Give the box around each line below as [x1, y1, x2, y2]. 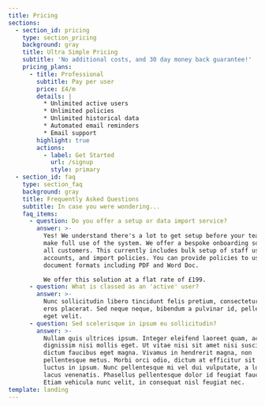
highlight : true [36, 136, 90, 145]
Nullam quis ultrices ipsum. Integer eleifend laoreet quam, [43, 334, 248, 342]
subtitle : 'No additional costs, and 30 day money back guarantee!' [22, 56, 252, 64]
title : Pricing [8, 11, 58, 20]
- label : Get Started [43, 151, 114, 159]
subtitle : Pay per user [36, 77, 114, 85]
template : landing [8, 385, 69, 393]
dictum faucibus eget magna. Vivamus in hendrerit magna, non [43, 349, 252, 357]
